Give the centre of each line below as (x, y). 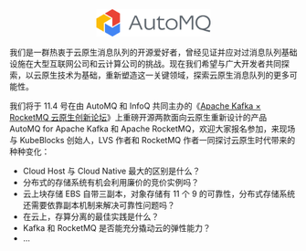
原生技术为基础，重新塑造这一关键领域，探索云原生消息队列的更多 (165, 75)
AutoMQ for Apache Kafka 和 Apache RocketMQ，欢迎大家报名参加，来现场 (153, 129)
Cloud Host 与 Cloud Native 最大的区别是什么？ (111, 171)
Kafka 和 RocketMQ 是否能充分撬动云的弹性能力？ (117, 228)
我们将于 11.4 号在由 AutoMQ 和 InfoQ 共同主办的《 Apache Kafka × (135, 106)
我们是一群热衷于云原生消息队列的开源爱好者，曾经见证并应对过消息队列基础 (153, 52)
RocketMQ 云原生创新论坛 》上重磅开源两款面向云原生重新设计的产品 (138, 117)
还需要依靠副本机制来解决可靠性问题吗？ (99, 205)
